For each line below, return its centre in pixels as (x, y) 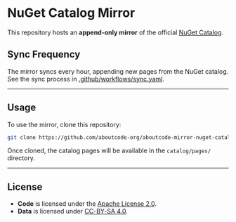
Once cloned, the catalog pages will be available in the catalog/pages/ (109, 151)
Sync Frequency (44, 54)
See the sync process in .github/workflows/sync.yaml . (86, 79)
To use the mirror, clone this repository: (64, 124)
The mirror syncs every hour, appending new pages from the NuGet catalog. (118, 71)
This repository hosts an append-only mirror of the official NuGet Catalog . (115, 32)
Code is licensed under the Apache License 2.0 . (87, 204)
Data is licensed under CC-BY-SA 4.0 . (73, 211)
